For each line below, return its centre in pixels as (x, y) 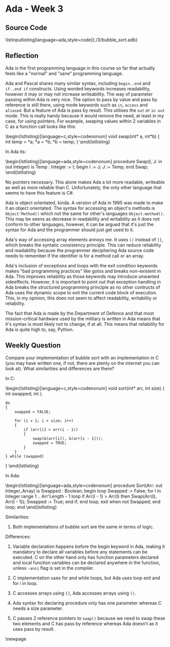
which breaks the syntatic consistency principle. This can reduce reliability (83, 245)
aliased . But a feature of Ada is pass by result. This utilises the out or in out (85, 110)
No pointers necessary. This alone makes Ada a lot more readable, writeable (85, 182)
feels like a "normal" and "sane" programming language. (64, 73)
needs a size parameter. (38, 608)
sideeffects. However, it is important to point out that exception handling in (83, 282)
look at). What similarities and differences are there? (60, 368)
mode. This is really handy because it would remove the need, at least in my (84, 115)
